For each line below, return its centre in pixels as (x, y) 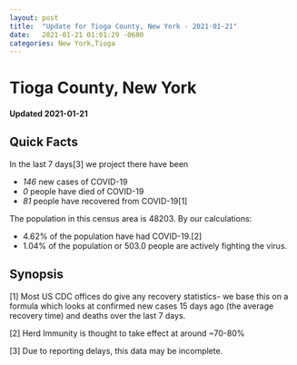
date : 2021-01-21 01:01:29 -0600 (77, 35)
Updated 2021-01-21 (49, 113)
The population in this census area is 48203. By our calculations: (131, 218)
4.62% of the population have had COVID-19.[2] (112, 236)
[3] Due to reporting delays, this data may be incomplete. (116, 350)
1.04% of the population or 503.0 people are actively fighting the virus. (155, 245)
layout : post (34, 18)
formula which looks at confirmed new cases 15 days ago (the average (142, 306)
